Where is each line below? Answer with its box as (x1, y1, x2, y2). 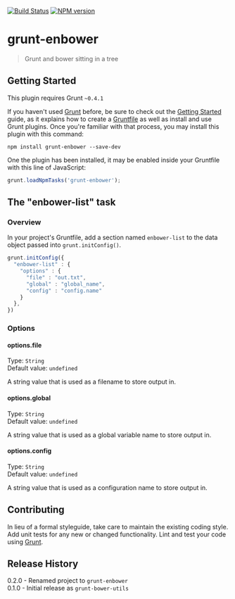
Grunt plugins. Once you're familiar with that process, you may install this (7, 122, 220, 130)
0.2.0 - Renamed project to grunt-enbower (7, 576, 128, 585)
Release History (7, 557, 79, 569)
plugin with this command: (7, 130, 84, 138)
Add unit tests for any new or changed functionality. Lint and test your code (7, 530, 227, 538)
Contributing (7, 504, 65, 516)
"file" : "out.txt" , (25, 274, 87, 281)
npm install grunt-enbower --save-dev (7, 143, 121, 151)
